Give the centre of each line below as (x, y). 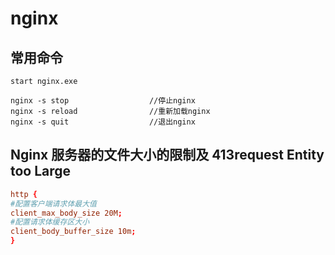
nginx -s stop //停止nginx (103, 101)
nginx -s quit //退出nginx (103, 122)
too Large (41, 171)
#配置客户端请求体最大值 (53, 203)
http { (24, 194)
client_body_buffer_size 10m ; (73, 232)
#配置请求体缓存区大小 (50, 222)
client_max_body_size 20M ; (66, 213)
